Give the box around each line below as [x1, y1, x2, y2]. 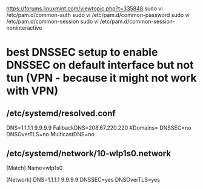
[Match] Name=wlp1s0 [6, 164, 63, 171]
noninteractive [6, 24, 42, 31]
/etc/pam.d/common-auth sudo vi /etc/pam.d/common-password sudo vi [6, 12, 190, 19]
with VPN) [6, 84, 59, 98]
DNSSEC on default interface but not [6, 58, 194, 72]
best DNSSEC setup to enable [6, 45, 158, 59]
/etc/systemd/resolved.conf [6, 108, 116, 118]
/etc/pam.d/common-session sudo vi [6, 18, 99, 25]
